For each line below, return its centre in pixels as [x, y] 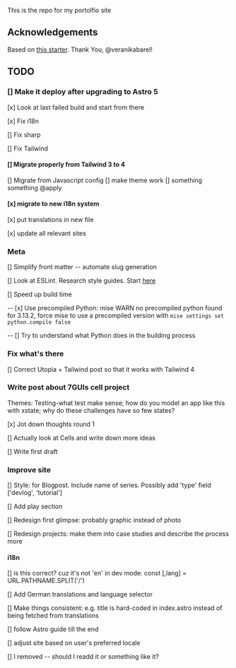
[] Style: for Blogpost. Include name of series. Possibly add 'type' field [110, 485]
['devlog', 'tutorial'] [35, 493]
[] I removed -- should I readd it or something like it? [83, 657]
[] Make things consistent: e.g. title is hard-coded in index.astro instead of [115, 608]
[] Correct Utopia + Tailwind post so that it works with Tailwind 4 [101, 369]
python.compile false [39, 322]
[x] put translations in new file [51, 219]
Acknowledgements [53, 32]
